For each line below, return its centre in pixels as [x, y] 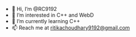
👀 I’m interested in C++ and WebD [53, 15]
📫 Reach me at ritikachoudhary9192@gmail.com [71, 28]
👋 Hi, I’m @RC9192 [34, 9]
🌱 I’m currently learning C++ [46, 21]
